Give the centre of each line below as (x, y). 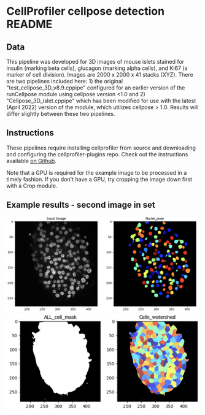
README (29, 24)
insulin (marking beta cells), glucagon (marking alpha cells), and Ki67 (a (97, 68)
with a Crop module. (32, 186)
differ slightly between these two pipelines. (61, 114)
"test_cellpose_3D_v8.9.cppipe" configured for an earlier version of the (96, 88)
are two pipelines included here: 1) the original (65, 81)
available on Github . (32, 161)
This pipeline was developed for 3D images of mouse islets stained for (95, 62)
